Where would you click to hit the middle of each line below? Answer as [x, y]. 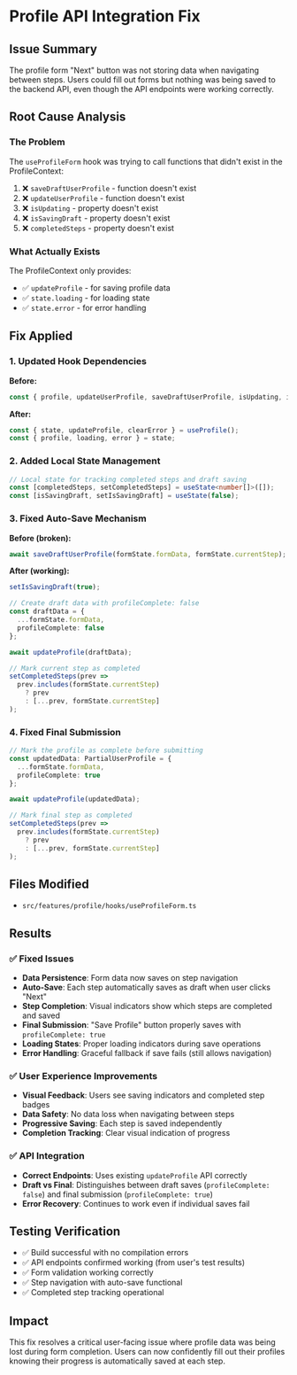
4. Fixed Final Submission [65, 732]
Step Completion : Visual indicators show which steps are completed [147, 1006]
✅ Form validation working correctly [88, 1272]
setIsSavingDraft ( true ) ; [55, 587]
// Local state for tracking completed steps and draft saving [128, 479]
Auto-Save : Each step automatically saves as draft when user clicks [146, 987]
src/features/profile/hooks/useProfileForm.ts [109, 906]
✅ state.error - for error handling [84, 307]
